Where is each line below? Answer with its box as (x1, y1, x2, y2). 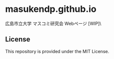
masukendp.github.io (5, 3, 96, 15)
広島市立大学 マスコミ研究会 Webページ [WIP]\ (5, 20, 101, 26)
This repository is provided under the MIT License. (5, 48, 109, 54)
